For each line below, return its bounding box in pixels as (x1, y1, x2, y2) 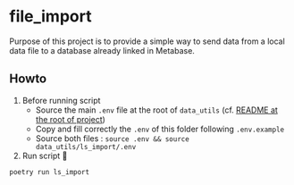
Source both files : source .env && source (35, 132, 189, 144)
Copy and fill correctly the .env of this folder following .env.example (35, 123, 284, 134)
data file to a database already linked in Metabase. (9, 45, 195, 55)
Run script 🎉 (21, 150, 68, 161)
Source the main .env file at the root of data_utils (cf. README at (35, 105, 279, 115)
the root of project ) (35, 114, 105, 124)
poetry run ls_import (9, 167, 90, 176)
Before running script (21, 95, 101, 105)
